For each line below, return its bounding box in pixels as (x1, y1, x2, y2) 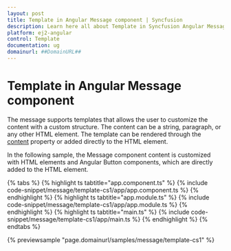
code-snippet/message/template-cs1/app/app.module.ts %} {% (7, 200, 188, 208)
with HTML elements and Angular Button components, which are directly (7, 157, 213, 166)
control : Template (7, 36, 60, 43)
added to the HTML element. (7, 165, 89, 173)
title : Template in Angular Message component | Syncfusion (7, 17, 184, 23)
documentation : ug (7, 42, 60, 49)
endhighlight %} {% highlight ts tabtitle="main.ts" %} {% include (7, 208, 190, 216)
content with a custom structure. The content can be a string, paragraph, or (7, 122, 221, 131)
